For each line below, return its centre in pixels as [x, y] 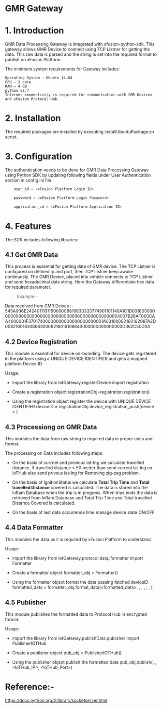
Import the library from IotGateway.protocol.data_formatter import [77, 558]
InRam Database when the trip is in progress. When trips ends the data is [85, 493]
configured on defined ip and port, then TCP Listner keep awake [69, 272]
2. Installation [33, 118]
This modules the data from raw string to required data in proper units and [79, 439]
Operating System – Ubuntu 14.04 [39, 78]
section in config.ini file [28, 180]
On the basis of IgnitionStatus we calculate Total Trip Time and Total [81, 482]
